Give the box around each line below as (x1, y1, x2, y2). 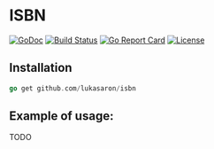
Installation (9, 60, 73, 75)
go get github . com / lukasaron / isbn (9, 83, 137, 93)
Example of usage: (9, 108, 114, 124)
